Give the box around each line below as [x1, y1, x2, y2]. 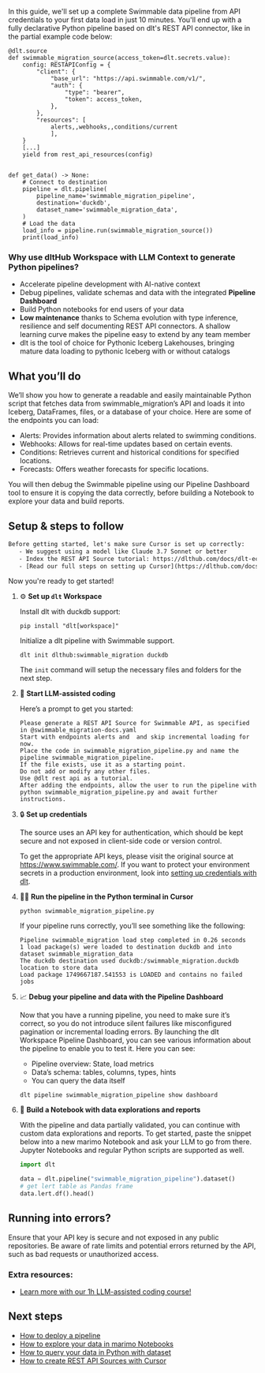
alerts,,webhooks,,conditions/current [50, 123, 178, 131]
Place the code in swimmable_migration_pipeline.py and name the [19, 747, 239, 755]
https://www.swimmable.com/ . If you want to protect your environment [19, 860, 250, 870]
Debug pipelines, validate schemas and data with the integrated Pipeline [19, 288, 256, 297]
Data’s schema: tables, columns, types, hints [31, 1068, 177, 1077]
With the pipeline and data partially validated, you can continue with [19, 1120, 241, 1130]
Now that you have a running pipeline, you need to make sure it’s [19, 1010, 230, 1020]
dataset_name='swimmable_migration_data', [36, 206, 178, 214]
